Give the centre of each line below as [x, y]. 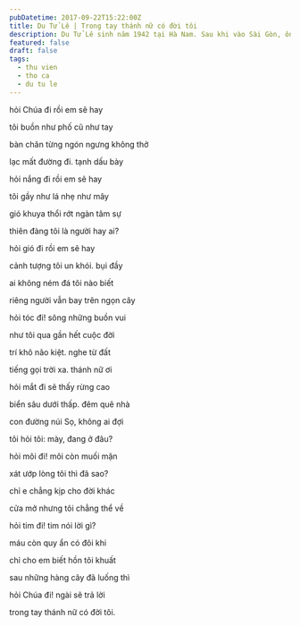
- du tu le [37, 84]
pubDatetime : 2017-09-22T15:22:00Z [75, 17]
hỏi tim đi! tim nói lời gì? [53, 525]
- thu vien [37, 68]
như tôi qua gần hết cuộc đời [62, 334]
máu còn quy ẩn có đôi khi [58, 543]
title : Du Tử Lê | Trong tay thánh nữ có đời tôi [104, 26]
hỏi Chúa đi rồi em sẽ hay [56, 109]
